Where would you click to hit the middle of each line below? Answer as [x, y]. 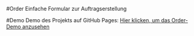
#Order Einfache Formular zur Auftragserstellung [66, 9]
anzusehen [36, 27]
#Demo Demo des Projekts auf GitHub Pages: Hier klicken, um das [88, 20]
